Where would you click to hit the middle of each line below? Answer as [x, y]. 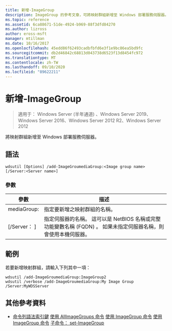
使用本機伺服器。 [70, 235]
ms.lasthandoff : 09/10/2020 [35, 67]
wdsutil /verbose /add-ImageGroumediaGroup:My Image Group [70, 282]
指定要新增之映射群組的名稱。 [80, 210]
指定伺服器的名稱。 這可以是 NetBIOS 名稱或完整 [102, 219]
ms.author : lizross [26, 29]
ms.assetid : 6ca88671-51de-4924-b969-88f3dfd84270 [60, 24]
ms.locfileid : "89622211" [33, 72]
